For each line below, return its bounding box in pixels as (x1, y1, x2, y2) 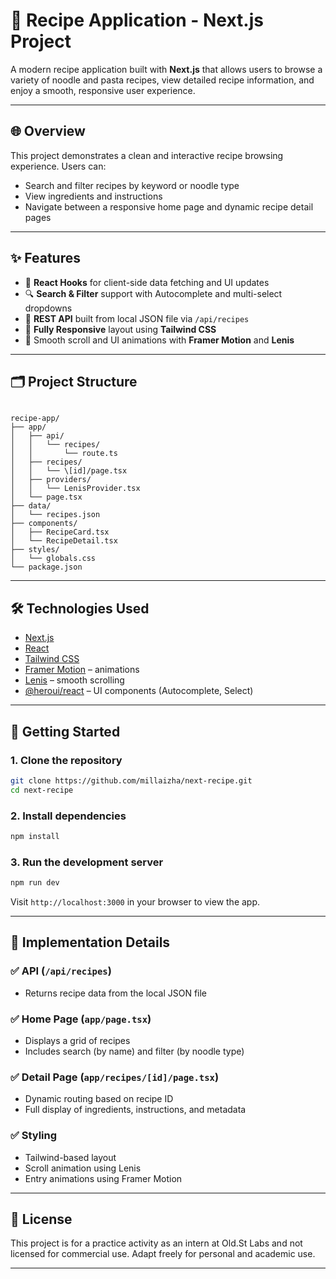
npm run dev (10, 878, 60, 888)
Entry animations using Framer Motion (24, 1172, 183, 1184)
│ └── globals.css (10, 554, 97, 564)
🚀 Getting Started (10, 723, 121, 740)
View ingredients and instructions (24, 190, 163, 202)
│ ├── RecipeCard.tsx (10, 527, 110, 538)
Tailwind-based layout (24, 1151, 117, 1163)
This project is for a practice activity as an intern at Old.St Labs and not (10, 1237, 303, 1249)
